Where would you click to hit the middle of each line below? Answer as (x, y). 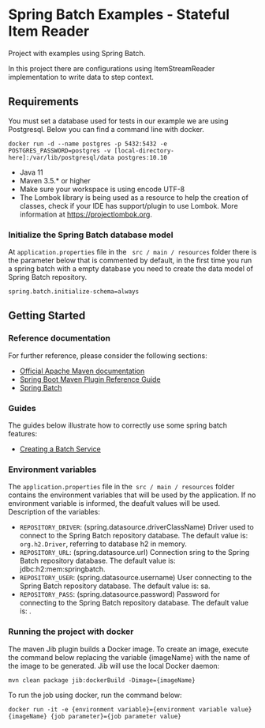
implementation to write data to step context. (81, 77)
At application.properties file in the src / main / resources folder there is (132, 252)
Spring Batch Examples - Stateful (119, 15)
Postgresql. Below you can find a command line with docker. (106, 129)
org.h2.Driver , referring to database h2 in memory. (103, 544)
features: (23, 434)
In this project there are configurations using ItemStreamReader (112, 68)
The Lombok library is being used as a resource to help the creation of (134, 197)
